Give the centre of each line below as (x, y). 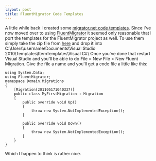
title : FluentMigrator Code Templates (44, 14)
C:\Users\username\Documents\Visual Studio (50, 48)
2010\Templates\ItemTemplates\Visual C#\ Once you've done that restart (78, 53)
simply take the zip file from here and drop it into (54, 43)
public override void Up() (50, 102)
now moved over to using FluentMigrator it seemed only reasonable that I (78, 33)
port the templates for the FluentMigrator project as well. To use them (75, 38)
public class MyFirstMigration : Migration (59, 94)
